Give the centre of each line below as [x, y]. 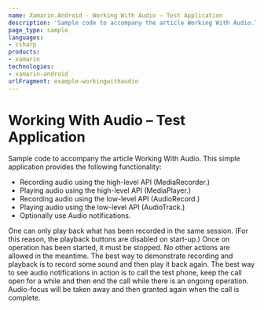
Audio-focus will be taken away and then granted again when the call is [124, 290]
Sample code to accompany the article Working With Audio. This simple [125, 159]
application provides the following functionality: [85, 167]
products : [24, 52]
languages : [26, 37]
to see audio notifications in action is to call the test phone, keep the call [125, 273]
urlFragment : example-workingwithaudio [73, 81]
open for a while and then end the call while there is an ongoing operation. [128, 281]
